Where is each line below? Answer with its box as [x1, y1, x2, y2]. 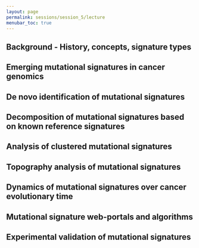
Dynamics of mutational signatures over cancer [6, 182, 186, 193]
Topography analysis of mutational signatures [6, 162, 181, 172]
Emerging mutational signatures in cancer [6, 62, 166, 72]
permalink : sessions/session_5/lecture [6, 14, 105, 20]
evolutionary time [6, 191, 73, 201]
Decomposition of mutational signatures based [6, 111, 185, 122]
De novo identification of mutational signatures [6, 92, 185, 102]
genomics [6, 72, 44, 82]
